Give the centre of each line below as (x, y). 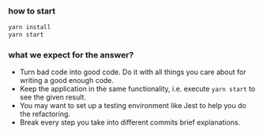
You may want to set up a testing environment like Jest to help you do (133, 106)
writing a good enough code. (67, 81)
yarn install (30, 28)
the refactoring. (45, 114)
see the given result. (53, 97)
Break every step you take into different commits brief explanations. (130, 122)
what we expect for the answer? (71, 54)
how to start (32, 11)
